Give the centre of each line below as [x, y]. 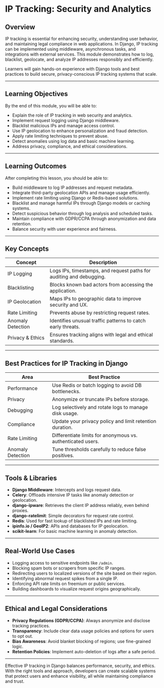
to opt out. [22, 636]
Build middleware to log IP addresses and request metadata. [72, 187]
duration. [62, 427]
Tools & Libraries [31, 478]
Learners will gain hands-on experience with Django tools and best [72, 69]
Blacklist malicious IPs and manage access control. [63, 125]
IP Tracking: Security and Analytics [78, 9]
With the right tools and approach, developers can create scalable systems [81, 671]
